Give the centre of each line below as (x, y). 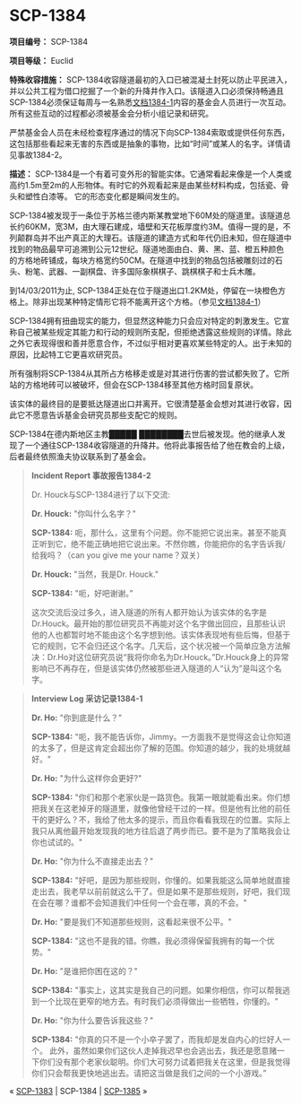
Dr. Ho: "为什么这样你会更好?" (86, 778)
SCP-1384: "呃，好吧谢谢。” (82, 593)
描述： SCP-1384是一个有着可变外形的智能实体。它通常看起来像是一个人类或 (150, 174)
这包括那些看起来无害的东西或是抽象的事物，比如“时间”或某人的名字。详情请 (150, 144)
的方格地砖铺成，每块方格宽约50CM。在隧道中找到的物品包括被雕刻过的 (142, 260)
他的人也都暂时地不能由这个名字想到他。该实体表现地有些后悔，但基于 (161, 634)
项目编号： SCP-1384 (48, 41)
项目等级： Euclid (41, 60)
